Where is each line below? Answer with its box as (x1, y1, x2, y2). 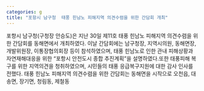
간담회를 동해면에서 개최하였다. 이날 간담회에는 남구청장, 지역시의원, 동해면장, (12, 39, 197, 47)
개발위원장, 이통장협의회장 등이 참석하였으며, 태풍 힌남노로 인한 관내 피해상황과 (6, 47, 194, 55)
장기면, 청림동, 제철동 (19, 77, 70, 85)
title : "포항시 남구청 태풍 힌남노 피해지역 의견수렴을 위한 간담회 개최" (6, 15, 169, 21)
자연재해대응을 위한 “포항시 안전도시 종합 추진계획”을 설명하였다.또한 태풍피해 (6, 55, 190, 62)
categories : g (6, 8, 43, 15)
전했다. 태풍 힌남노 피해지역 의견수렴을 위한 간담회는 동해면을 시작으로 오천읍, (6, 70, 190, 77)
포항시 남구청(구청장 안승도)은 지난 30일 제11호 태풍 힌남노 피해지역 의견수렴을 (6, 32, 192, 39)
